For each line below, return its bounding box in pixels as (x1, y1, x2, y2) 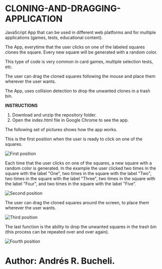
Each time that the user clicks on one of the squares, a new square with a (5, 160, 152, 166)
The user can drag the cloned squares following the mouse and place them (5, 73, 156, 79)
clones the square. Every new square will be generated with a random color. (5, 49, 158, 55)
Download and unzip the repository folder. (12, 112, 97, 117)
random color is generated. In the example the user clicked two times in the (5, 165, 157, 171)
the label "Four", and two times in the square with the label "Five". (5, 181, 137, 187)
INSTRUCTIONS (5, 102, 38, 108)
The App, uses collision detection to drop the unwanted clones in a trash (5, 88, 151, 94)
